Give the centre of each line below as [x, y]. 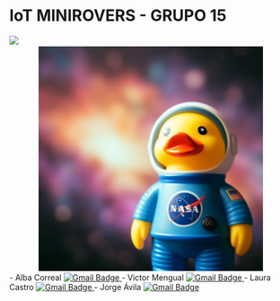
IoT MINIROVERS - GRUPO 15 [118, 16]
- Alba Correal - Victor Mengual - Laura [140, 277]
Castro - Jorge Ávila [75, 287]
